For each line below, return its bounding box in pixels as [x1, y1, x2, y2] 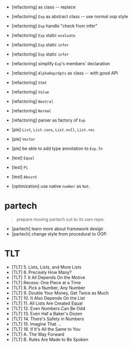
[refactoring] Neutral [11, 98, 54, 104]
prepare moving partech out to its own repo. [16, 216, 105, 222]
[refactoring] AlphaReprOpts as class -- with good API [11, 70, 118, 76]
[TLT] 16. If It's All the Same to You [11, 326, 81, 332]
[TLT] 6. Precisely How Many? [11, 269, 72, 275]
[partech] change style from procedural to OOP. [11, 231, 108, 237]
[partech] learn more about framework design [11, 226, 104, 232]
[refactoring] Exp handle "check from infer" [11, 23, 98, 29]
